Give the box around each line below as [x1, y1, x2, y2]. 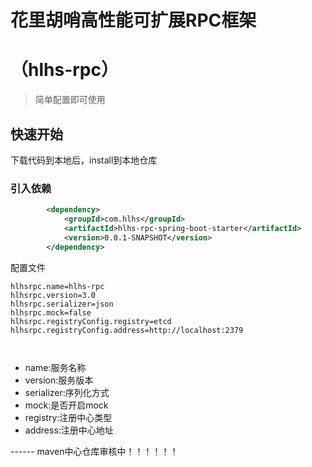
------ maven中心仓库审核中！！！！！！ [10, 445, 179, 457]
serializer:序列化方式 [24, 386, 110, 398]
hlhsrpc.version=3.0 [10, 290, 97, 300]
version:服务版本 [24, 374, 94, 386]
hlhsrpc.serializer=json [10, 299, 114, 309]
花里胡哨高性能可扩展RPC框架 [10, 9, 257, 32]
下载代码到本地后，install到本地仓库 [10, 154, 158, 166]
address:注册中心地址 [24, 424, 114, 436]
